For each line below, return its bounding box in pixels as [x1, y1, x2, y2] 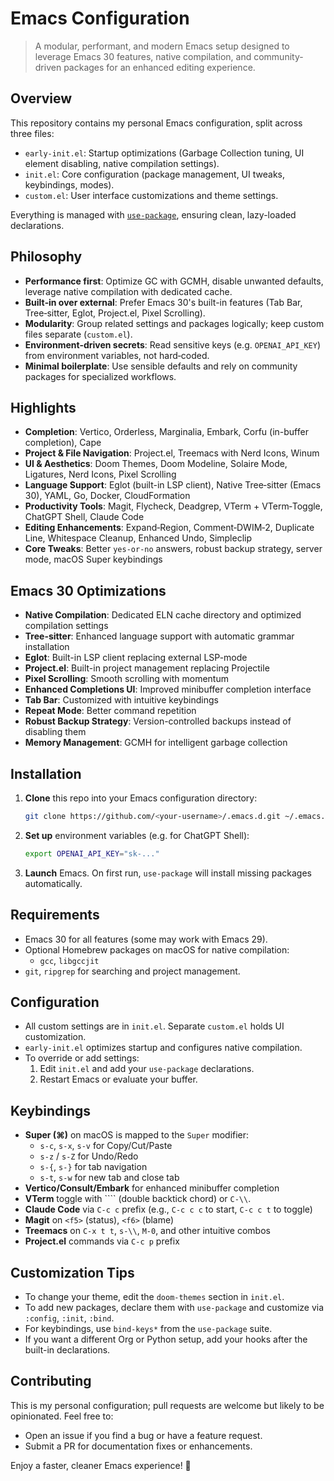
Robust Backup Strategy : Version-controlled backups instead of [24, 715, 292, 727]
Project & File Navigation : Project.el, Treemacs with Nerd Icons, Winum [24, 447, 320, 459]
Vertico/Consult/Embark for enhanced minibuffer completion [24, 1182, 280, 1194]
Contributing [10, 1373, 92, 1390]
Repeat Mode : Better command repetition [24, 705, 197, 717]
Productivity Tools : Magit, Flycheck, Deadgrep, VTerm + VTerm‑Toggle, [24, 500, 323, 512]
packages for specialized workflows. [24, 370, 177, 382]
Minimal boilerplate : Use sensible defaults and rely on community [24, 360, 298, 372]
